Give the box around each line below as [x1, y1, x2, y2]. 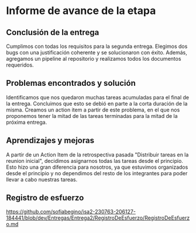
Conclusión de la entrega [6, 27, 99, 37]
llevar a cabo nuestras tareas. [6, 176, 78, 183]
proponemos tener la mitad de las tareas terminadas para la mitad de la [6, 112, 178, 119]
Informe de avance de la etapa [6, 4, 156, 18]
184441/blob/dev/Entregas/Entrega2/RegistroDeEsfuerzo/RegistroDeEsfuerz [6, 214, 190, 221]
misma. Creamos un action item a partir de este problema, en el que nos [6, 106, 180, 113]
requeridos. [6, 61, 34, 68]
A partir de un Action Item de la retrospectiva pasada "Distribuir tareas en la [6, 151, 189, 158]
